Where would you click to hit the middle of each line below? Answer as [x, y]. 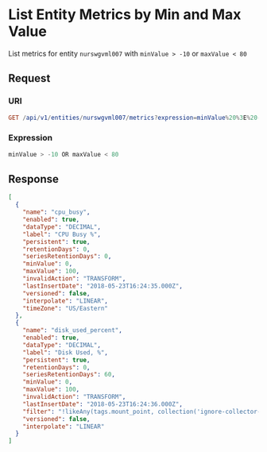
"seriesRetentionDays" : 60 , [69, 375]
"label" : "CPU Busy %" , [62, 234]
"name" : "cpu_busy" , [56, 212]
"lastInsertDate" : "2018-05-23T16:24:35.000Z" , [103, 286]
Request [29, 78]
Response [34, 179]
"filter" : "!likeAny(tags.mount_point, [89, 411]
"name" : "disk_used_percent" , [73, 330]
